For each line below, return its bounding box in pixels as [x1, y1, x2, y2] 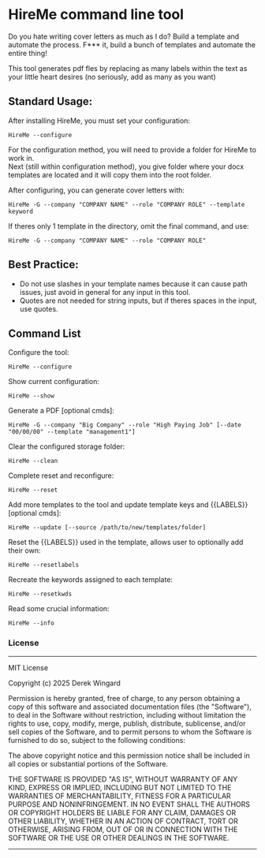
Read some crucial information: [8, 604, 110, 614]
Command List [8, 326, 81, 340]
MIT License [8, 662, 49, 672]
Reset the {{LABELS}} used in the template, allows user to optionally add [8, 538, 244, 547]
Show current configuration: [8, 377, 100, 386]
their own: [8, 546, 41, 555]
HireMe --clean [8, 457, 58, 465]
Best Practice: [8, 258, 79, 271]
